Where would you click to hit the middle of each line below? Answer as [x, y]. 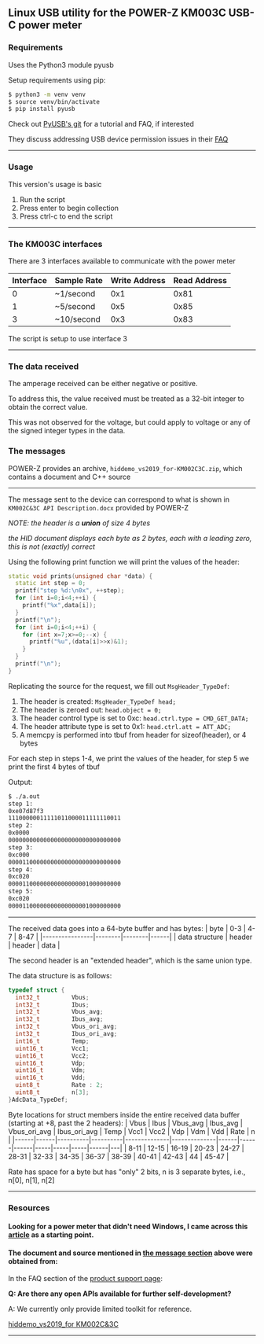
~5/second [75, 306]
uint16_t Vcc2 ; [52, 1056]
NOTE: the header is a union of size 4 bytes [79, 523]
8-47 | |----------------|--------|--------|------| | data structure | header [136, 937]
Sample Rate [79, 280]
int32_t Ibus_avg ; [59, 1019]
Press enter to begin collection [69, 208]
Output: [20, 782]
